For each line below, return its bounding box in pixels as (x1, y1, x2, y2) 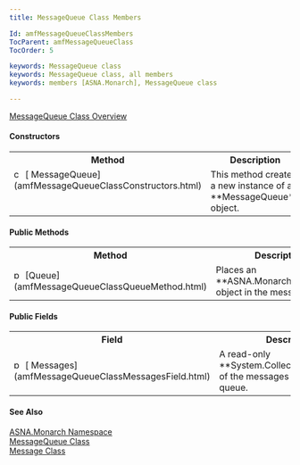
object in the (215, 286, 268, 299)
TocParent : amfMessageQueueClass (9, 37, 134, 46)
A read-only (218, 348, 271, 361)
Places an (215, 264, 257, 277)
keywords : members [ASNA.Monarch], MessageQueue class (9, 79, 218, 87)
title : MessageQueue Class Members (9, 12, 142, 22)
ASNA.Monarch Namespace (9, 426, 113, 437)
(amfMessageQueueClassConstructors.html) (13, 179, 203, 192)
